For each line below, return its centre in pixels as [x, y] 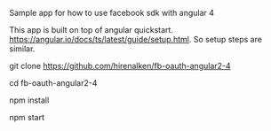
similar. [22, 49]
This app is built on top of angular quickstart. [91, 30]
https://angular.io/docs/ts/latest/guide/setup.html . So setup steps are [135, 39]
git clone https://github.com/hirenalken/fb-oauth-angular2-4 [120, 66]
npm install [29, 100]
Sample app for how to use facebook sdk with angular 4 [112, 13]
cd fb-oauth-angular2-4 [53, 83]
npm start [27, 117]
